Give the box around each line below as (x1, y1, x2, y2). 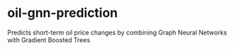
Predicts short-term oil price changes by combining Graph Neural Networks (7, 28, 228, 37)
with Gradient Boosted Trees (7, 35, 90, 44)
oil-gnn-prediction (7, 5, 118, 21)
